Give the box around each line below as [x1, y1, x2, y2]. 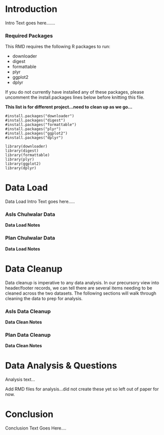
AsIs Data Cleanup [5, 308, 51, 314]
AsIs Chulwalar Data [5, 211, 56, 218]
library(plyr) [5, 157, 35, 162]
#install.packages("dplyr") [5, 135, 64, 140]
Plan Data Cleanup [5, 331, 51, 338]
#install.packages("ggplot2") [5, 131, 68, 136]
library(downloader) [5, 144, 48, 149]
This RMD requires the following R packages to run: [5, 44, 111, 50]
